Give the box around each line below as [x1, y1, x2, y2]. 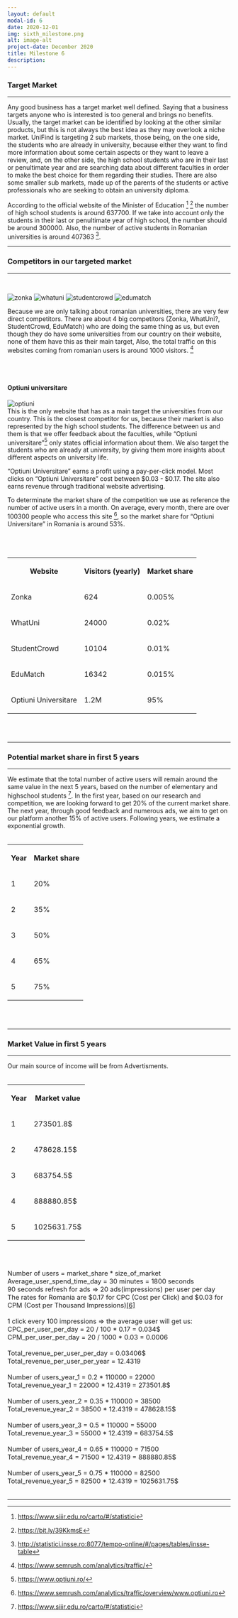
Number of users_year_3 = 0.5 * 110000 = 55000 [7, 1421, 157, 1430]
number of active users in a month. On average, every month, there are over [7, 504, 229, 512]
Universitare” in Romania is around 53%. [7, 519, 125, 528]
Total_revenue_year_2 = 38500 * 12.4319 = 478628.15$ [7, 1404, 176, 1413]
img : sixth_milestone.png [7, 30, 84, 38]
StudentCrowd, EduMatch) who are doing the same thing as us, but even [7, 322, 220, 330]
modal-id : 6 [7, 17, 42, 24]
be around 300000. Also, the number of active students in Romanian [7, 223, 208, 232]
